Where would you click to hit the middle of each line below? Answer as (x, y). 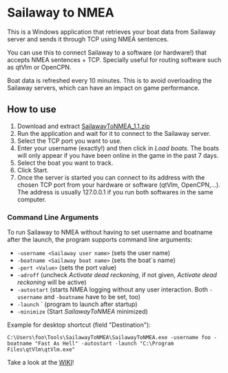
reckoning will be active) (52, 282)
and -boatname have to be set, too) (92, 297)
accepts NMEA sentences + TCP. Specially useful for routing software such (114, 59)
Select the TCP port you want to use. (69, 141)
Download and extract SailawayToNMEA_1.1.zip (83, 126)
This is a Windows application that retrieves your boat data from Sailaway (111, 32)
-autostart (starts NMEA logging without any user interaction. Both (113, 290)
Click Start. (33, 170)
